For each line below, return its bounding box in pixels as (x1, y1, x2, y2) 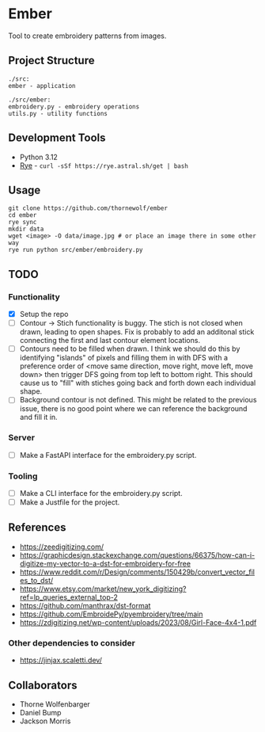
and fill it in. (19, 413, 58, 422)
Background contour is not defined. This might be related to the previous (19, 395, 257, 405)
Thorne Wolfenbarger (19, 700, 91, 709)
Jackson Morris (19, 716, 71, 726)
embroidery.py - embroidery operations (8, 102, 140, 111)
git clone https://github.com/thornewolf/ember (8, 204, 168, 212)
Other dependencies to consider (8, 637, 136, 648)
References (8, 520, 66, 535)
